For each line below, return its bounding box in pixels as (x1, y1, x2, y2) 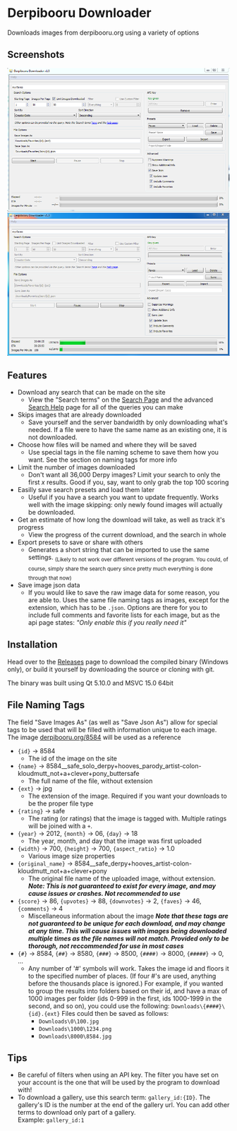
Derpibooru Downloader (7, 5, 152, 21)
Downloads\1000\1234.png (38, 1025, 112, 1032)
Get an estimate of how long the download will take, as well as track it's (17, 515, 226, 524)
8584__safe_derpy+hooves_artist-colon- (74, 859, 193, 868)
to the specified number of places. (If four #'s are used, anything (28, 971, 217, 980)
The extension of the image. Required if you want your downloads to (28, 791, 227, 800)
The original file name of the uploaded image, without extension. (28, 874, 216, 882)
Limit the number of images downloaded (17, 463, 135, 472)
